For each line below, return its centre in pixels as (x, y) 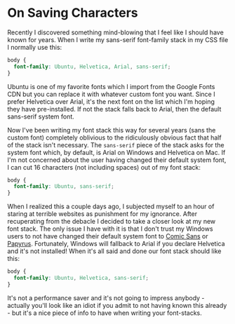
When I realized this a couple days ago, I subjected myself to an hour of (111, 207)
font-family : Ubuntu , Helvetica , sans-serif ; (81, 278)
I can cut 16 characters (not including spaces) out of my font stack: (104, 167)
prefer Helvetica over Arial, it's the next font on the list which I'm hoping (111, 101)
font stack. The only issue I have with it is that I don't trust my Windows (110, 229)
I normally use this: (35, 47)
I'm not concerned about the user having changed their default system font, (117, 160)
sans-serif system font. (41, 116)
